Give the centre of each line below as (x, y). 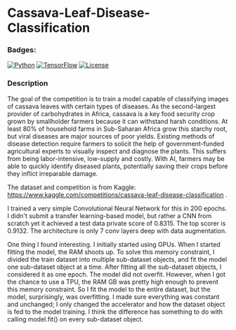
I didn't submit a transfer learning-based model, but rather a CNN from (110, 215)
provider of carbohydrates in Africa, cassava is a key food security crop (111, 113)
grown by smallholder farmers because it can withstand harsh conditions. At (118, 121)
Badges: (22, 50)
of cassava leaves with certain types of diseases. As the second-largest (112, 106)
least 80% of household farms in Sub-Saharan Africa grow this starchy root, (117, 129)
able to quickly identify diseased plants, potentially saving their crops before (118, 166)
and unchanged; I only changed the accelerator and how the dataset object (116, 304)
